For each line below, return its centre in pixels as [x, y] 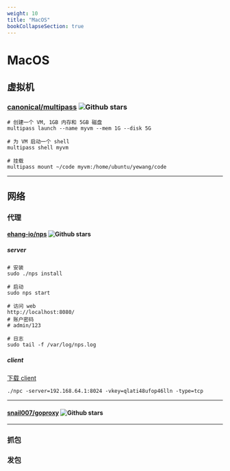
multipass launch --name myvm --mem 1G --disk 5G [79, 129]
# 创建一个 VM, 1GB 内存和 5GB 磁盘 [55, 123]
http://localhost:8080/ [41, 313]
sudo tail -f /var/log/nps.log [52, 345]
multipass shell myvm [38, 148]
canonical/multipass [42, 107]
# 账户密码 [21, 319]
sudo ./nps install [35, 274]
